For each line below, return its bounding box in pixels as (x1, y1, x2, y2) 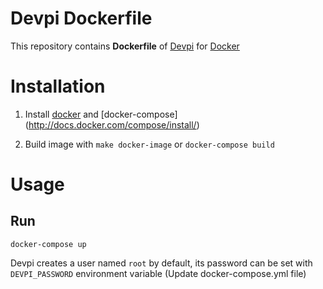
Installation (10, 75, 106, 98)
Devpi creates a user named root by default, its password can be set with (10, 257, 313, 269)
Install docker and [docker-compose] (24, 108, 178, 120)
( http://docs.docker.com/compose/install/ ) (24, 118, 200, 131)
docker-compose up (10, 239, 87, 249)
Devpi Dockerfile (10, 7, 153, 30)
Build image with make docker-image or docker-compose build (24, 138, 275, 150)
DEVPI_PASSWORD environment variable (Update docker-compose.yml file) (10, 267, 307, 279)
